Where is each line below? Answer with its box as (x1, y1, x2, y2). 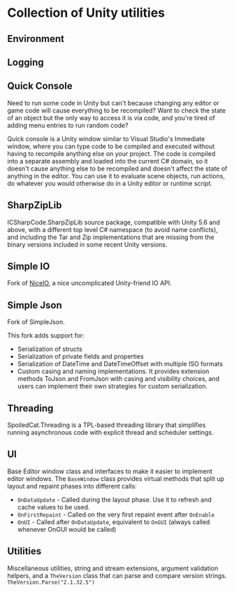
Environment (7, 33, 65, 45)
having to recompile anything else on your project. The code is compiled (7, 149, 216, 158)
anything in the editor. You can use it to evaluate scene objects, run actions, (7, 171, 226, 180)
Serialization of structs (17, 345, 82, 354)
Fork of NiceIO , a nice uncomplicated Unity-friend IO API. (7, 279, 173, 287)
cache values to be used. (17, 503, 90, 511)
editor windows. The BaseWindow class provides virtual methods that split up (7, 474, 225, 483)
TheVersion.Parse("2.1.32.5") (7, 579, 96, 586)
